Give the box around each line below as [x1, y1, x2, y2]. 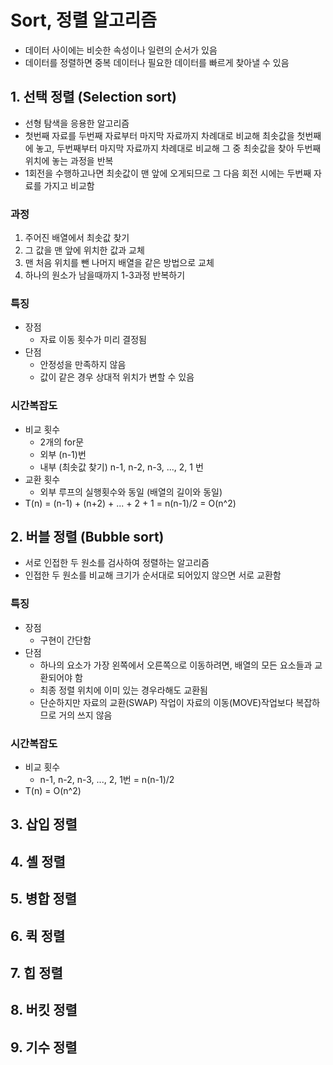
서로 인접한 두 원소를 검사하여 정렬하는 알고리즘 [24, 557, 210, 569]
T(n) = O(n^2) [24, 785, 82, 797]
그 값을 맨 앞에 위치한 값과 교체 [24, 244, 145, 256]
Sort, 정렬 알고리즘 [10, 9, 158, 32]
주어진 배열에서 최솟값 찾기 [24, 232, 130, 244]
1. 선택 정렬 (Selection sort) [10, 89, 177, 106]
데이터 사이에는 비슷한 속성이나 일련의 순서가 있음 [24, 44, 218, 56]
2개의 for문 [39, 436, 85, 448]
